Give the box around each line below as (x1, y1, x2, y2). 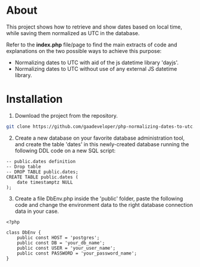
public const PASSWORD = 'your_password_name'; (17, 250, 137, 256)
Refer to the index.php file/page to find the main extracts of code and (6, 41, 177, 48)
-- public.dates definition (6, 158, 76, 164)
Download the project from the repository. (14, 112, 118, 119)
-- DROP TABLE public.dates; (6, 169, 79, 175)
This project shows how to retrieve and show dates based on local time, (6, 23, 183, 30)
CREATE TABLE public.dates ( (6, 174, 79, 180)
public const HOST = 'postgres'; (17, 234, 100, 241)
